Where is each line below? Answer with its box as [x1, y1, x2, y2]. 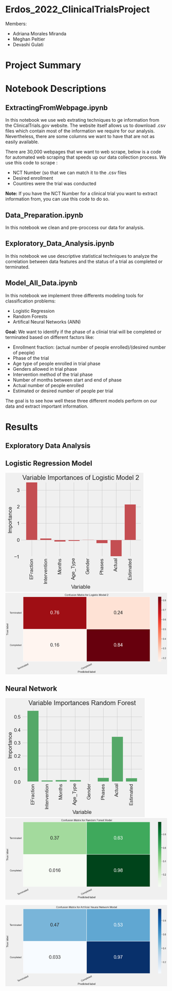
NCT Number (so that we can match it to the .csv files [12, 169, 127, 176]
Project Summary [5, 60, 81, 71]
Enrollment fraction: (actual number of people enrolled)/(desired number [12, 344, 166, 350]
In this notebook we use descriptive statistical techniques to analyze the [5, 253, 158, 259]
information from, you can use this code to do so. [5, 196, 110, 202]
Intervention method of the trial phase [12, 371, 93, 377]
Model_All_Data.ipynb [5, 279, 78, 288]
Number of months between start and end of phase [12, 376, 122, 383]
